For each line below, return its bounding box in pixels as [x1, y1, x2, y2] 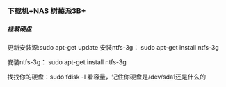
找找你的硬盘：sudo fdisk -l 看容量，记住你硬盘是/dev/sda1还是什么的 [7, 72, 207, 81]
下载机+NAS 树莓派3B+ [7, 6, 86, 15]
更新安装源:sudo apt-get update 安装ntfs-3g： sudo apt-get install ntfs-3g [7, 43, 219, 51]
